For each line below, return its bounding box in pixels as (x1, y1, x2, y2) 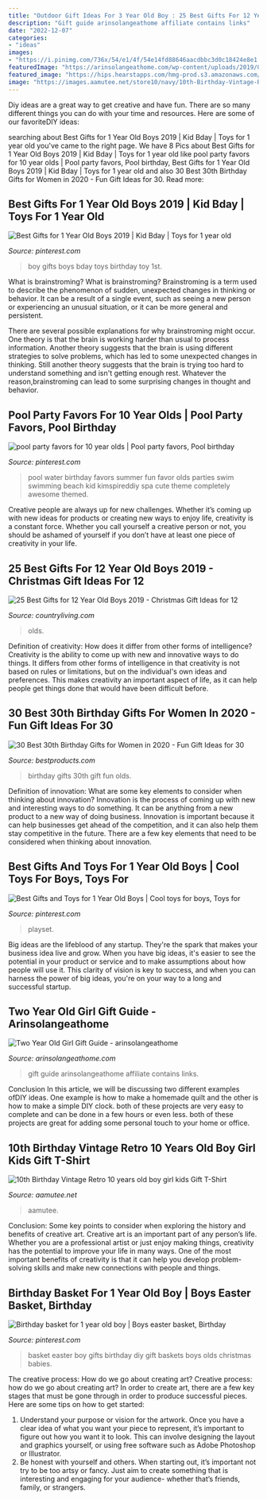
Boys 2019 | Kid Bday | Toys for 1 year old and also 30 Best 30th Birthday (8, 166, 248, 176)
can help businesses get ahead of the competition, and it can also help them (8, 820, 258, 829)
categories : (8, 33, 48, 42)
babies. (27, 1359, 52, 1368)
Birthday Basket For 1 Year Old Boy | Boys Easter (8, 1286, 252, 1300)
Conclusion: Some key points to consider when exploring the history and (8, 1221, 246, 1231)
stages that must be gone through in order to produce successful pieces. (8, 1391, 248, 1401)
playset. (27, 924, 54, 934)
